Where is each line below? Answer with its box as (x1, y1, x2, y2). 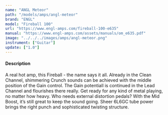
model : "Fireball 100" (5, 21, 53, 27)
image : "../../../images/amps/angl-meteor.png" (5, 36, 108, 41)
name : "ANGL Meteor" (5, 7, 49, 13)
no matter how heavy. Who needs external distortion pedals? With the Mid (5, 93, 160, 99)
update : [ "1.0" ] (5, 45, 39, 50)
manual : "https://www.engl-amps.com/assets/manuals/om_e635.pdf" (5, 31, 146, 36)
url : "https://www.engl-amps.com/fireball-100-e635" (5, 26, 119, 31)
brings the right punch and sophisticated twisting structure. (5, 104, 129, 110)
